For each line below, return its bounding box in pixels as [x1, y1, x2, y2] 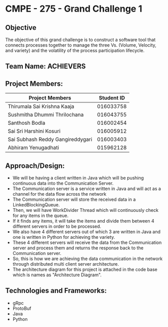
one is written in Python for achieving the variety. [12, 234, 115, 240]
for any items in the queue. [12, 212, 69, 219]
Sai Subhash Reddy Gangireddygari [8, 136, 93, 143]
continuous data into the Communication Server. [12, 180, 114, 187]
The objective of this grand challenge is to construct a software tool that [5, 37, 156, 43]
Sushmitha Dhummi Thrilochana [8, 111, 84, 118]
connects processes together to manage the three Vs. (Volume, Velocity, [5, 42, 157, 48]
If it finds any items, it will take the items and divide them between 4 [12, 218, 154, 224]
